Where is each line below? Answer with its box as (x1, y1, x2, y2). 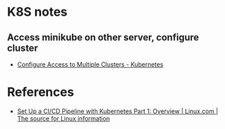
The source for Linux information (16, 114, 110, 122)
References (7, 84, 74, 100)
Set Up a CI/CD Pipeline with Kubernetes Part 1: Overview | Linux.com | (16, 107, 218, 115)
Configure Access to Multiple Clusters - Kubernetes (16, 60, 163, 69)
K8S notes (7, 4, 68, 20)
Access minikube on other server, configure (7, 32, 200, 43)
